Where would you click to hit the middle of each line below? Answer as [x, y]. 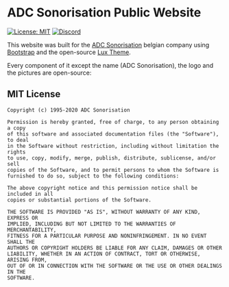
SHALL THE [21, 242]
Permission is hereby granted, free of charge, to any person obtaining [113, 122]
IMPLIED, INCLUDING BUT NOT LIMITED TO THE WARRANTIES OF [92, 224]
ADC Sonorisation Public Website [104, 13]
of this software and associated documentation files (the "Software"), [113, 134]
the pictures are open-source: [49, 73]
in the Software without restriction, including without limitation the [113, 146]
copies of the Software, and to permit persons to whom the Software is [113, 170]
